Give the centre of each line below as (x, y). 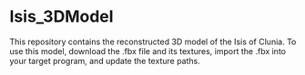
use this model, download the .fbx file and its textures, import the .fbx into (148, 51)
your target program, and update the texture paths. (105, 61)
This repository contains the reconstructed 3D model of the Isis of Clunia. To (153, 42)
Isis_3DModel (61, 17)
